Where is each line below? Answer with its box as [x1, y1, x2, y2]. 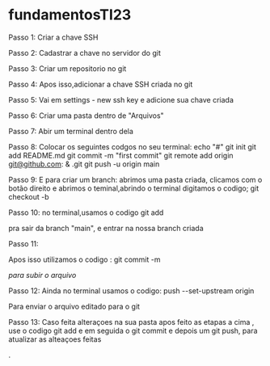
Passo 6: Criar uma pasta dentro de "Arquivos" [8, 111, 164, 120]
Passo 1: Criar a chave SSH [8, 32, 99, 42]
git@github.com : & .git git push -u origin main [8, 159, 160, 169]
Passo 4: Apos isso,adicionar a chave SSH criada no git [8, 79, 193, 89]
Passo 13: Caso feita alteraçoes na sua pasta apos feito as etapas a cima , [8, 317, 255, 326]
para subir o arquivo [8, 270, 77, 280]
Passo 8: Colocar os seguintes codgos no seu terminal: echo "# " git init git [8, 141, 257, 151]
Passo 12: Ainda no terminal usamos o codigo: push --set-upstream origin [8, 285, 255, 296]
